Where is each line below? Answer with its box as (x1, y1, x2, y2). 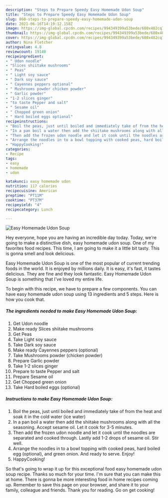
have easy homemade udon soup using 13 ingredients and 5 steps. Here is (5, 291, 159, 297)
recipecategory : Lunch (5, 207, 53, 212)
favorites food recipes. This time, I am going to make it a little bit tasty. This (5, 245, 160, 251)
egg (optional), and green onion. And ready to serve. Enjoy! (12, 451, 135, 457)
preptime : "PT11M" (5, 193, 44, 198)
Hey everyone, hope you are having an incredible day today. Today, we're (5, 234, 157, 240)
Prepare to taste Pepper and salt (12, 368, 80, 374)
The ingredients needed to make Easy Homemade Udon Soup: (5, 308, 138, 314)
